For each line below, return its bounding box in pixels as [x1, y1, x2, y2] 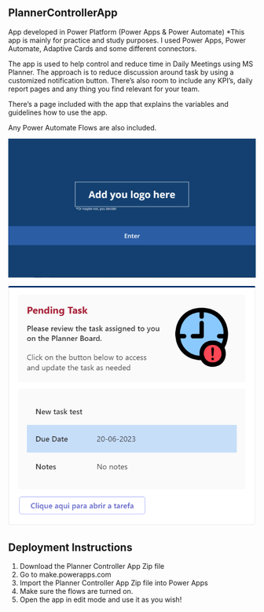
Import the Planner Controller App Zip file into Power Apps [19, 578, 208, 588]
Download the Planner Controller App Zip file [19, 562, 165, 571]
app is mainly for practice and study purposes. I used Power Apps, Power [8, 35, 246, 45]
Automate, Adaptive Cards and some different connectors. [8, 43, 197, 53]
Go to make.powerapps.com [19, 570, 112, 580]
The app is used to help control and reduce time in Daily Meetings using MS [8, 59, 254, 68]
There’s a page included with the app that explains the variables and [8, 99, 229, 108]
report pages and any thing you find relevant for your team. [8, 84, 200, 93]
